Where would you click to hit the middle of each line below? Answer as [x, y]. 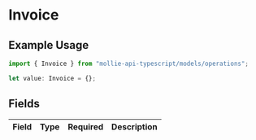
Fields [24, 104]
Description [135, 126]
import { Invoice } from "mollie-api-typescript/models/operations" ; [129, 63]
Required [86, 126]
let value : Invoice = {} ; [52, 78]
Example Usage [49, 45]
